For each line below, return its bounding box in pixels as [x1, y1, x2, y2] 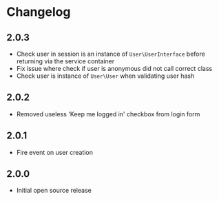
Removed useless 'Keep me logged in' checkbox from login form [16, 109, 200, 118]
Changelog [6, 4, 71, 20]
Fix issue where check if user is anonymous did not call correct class [16, 65, 213, 72]
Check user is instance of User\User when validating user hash [16, 72, 195, 80]
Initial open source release [16, 187, 92, 195]
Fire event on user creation [16, 148, 94, 156]
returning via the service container [16, 57, 115, 65]
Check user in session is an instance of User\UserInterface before [16, 50, 206, 58]
